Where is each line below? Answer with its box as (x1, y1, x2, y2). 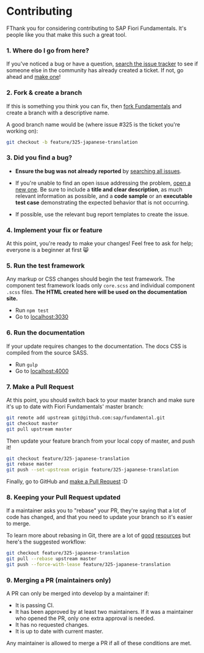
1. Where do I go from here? (6, 46, 90, 54)
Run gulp (15, 361, 38, 368)
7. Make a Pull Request (6, 382, 75, 391)
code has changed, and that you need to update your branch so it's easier (6, 514, 193, 521)
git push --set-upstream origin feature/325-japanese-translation (6, 467, 179, 473)
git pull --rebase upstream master (6, 556, 97, 562)
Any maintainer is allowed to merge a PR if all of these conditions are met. (6, 640, 192, 647)
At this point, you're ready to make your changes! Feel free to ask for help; (6, 240, 194, 247)
